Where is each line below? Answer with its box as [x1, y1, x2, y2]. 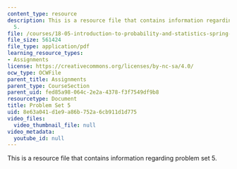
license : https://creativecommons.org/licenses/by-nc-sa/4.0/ [7, 63, 194, 70]
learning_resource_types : [7, 50, 83, 57]
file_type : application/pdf [7, 43, 90, 50]
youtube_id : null [13, 134, 65, 142]
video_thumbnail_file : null [13, 121, 97, 129]
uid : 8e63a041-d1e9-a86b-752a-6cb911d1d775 [7, 108, 138, 115]
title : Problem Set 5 [7, 102, 71, 109]
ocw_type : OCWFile [7, 69, 61, 76]
